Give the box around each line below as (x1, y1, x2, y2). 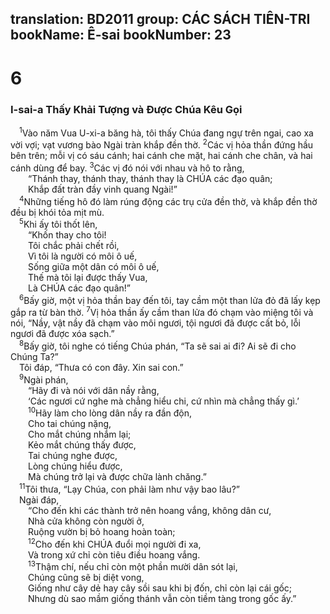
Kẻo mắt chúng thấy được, (28, 439, 137, 451)
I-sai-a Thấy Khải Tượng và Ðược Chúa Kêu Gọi (10, 102, 243, 116)
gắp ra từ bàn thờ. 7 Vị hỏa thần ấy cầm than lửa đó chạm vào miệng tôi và (10, 305, 314, 319)
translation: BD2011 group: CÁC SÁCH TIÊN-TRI (10, 11, 311, 28)
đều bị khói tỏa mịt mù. (10, 206, 105, 218)
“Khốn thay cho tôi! (28, 229, 107, 241)
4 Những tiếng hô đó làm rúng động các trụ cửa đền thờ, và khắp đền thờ (19, 193, 318, 207)
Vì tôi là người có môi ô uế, (28, 250, 138, 262)
